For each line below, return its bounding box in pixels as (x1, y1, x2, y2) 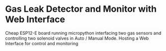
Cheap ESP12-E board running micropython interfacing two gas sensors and (5, 30, 162, 36)
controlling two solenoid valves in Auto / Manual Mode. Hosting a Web (5, 35, 149, 41)
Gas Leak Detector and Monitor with (5, 3, 157, 15)
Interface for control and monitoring (5, 40, 79, 46)
